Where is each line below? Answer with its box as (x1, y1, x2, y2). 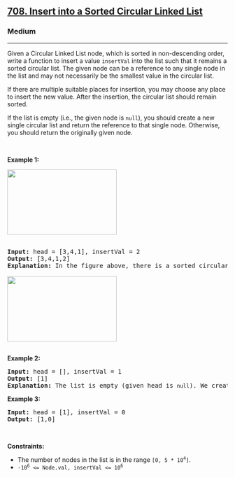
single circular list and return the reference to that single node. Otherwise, (7, 120, 220, 129)
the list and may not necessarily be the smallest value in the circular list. (7, 71, 215, 80)
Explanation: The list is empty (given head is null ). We (7, 381, 208, 389)
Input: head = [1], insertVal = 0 (7, 408, 126, 416)
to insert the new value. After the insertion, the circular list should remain (7, 92, 217, 101)
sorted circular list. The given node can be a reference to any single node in (7, 64, 225, 72)
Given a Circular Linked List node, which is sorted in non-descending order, (7, 49, 225, 57)
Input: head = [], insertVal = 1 (7, 367, 122, 375)
